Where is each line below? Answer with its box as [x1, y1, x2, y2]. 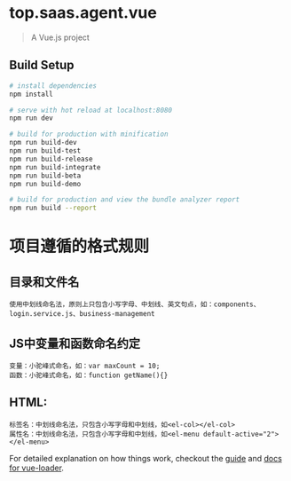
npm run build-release [9, 154, 93, 163]
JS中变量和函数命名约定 [9, 335, 141, 351]
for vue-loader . [9, 462, 65, 473]
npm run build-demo [9, 179, 82, 188]
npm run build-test [9, 146, 82, 155]
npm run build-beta [9, 171, 82, 180]
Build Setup [9, 58, 75, 73]
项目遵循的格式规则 [9, 236, 150, 256]
